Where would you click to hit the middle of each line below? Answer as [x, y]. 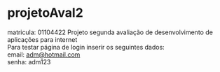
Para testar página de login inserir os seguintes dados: [86, 47]
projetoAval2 [46, 13]
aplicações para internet [42, 39]
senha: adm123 [29, 62]
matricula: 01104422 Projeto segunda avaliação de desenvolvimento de [110, 32]
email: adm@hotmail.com [44, 55]
